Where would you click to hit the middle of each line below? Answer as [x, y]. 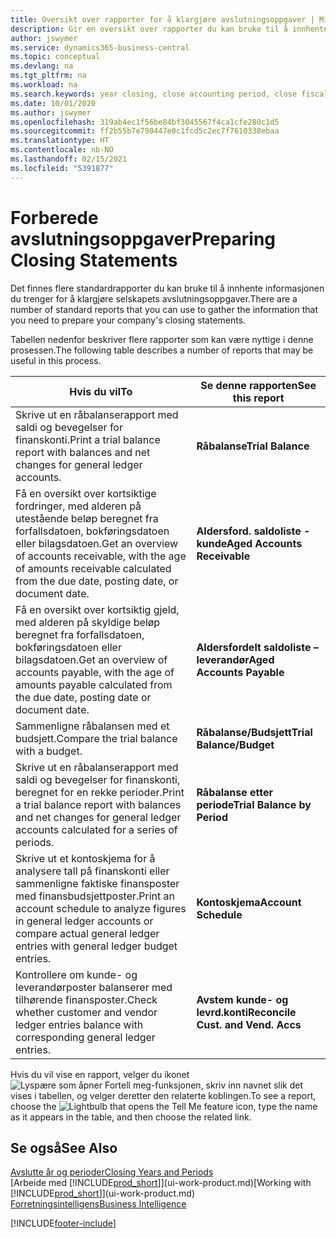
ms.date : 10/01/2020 [53, 103]
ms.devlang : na [42, 66]
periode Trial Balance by [254, 804]
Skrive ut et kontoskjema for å [85, 858]
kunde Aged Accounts [249, 543]
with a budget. [49, 751]
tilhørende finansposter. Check [86, 999]
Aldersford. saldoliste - [253, 531]
